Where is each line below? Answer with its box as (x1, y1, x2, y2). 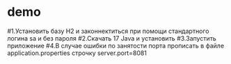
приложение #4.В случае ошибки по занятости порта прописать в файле (7, 41, 225, 50)
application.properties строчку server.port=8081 (7, 49, 148, 57)
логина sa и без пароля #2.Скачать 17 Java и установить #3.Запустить (7, 34, 217, 42)
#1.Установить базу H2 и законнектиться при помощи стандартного (7, 27, 209, 35)
